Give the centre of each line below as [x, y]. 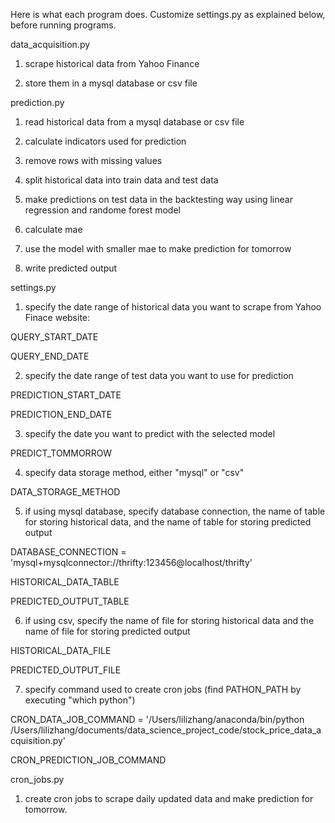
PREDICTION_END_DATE [61, 414]
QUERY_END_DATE [50, 356]
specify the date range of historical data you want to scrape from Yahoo [173, 307]
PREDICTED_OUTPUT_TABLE [70, 601]
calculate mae [53, 229]
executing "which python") [80, 700]
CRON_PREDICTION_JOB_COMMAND [88, 760]
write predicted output [71, 268]
